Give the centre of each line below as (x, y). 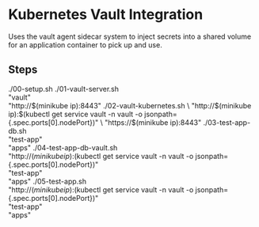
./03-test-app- (227, 122)
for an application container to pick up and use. (85, 44)
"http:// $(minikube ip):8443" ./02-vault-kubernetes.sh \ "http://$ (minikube (130, 105)
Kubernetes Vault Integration (106, 15)
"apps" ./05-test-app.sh (48, 181)
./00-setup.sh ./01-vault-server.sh (64, 89)
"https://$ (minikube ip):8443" (153, 122)
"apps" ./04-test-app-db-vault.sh (63, 147)
